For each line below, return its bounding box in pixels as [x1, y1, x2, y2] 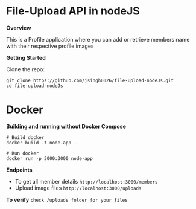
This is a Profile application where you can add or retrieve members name [6, 36, 190, 43]
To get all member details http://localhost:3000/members [14, 178, 158, 185]
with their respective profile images [6, 42, 94, 50]
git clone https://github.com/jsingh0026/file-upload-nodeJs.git [6, 77, 174, 83]
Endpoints [6, 166, 33, 173]
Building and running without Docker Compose [6, 123, 127, 130]
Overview [6, 24, 31, 31]
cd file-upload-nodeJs [6, 83, 63, 89]
